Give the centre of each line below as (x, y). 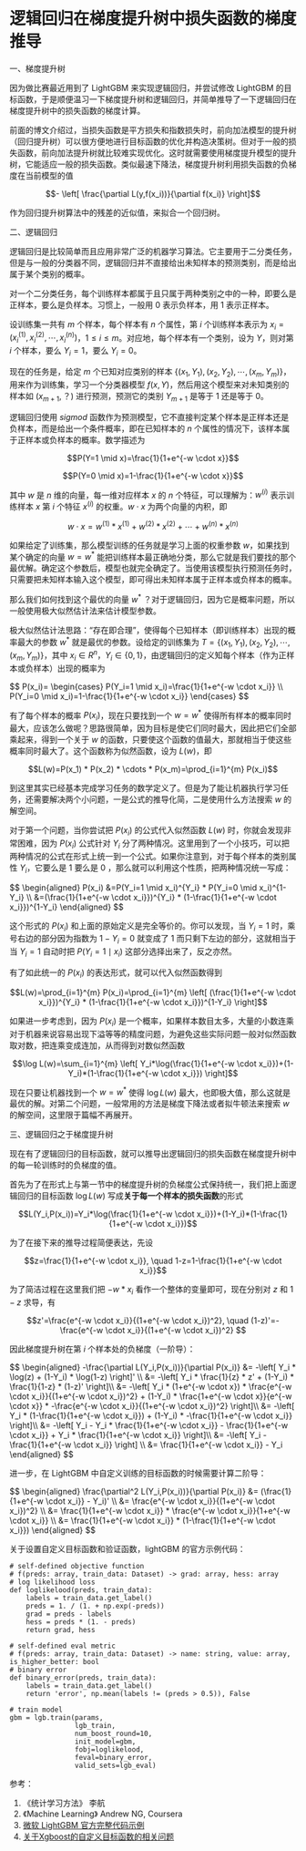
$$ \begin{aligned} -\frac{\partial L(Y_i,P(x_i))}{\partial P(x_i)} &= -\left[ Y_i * (153, 1367)
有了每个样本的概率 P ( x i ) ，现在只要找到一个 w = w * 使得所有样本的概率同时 (150, 715)
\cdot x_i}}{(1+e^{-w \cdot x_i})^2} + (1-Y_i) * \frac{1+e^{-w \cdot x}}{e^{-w (151, 1396)
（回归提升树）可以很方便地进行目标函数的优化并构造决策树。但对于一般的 (149, 141)
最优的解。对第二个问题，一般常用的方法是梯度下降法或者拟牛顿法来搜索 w (149, 1104)
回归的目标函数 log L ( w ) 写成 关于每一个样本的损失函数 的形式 (130, 1196)
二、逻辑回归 (33, 231)
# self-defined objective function (77, 1567)
